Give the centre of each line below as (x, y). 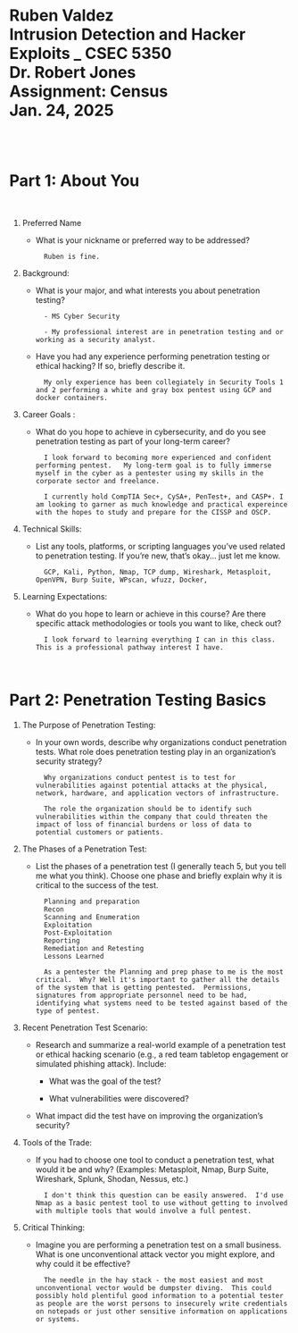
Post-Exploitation (78, 933)
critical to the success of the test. (97, 884)
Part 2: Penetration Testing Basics (138, 700)
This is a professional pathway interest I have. (130, 647)
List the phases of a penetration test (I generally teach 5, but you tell (161, 866)
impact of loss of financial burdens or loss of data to (144, 824)
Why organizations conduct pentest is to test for (140, 777)
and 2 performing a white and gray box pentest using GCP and (153, 390)
